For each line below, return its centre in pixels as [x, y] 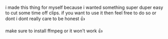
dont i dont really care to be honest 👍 [45, 18]
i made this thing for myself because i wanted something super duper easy [84, 7]
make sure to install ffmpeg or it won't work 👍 [54, 31]
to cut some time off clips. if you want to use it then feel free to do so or [81, 13]
